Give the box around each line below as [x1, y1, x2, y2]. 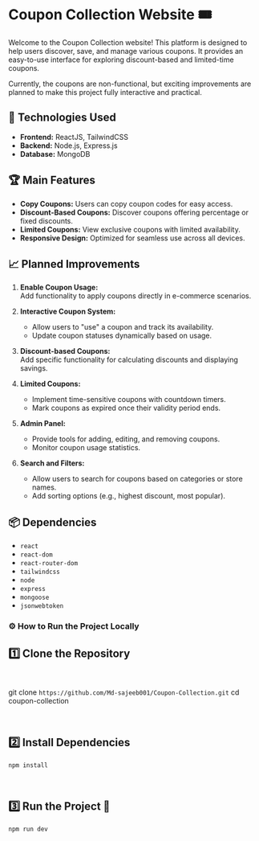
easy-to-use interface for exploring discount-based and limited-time [8, 55, 234, 64]
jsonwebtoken [19, 602, 64, 610]
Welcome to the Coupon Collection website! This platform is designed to [8, 37, 248, 47]
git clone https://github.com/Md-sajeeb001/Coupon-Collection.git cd [8, 687, 240, 697]
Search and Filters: [19, 458, 85, 468]
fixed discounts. [19, 215, 74, 225]
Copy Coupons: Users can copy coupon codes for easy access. [19, 199, 233, 208]
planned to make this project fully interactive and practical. [8, 87, 202, 96]
